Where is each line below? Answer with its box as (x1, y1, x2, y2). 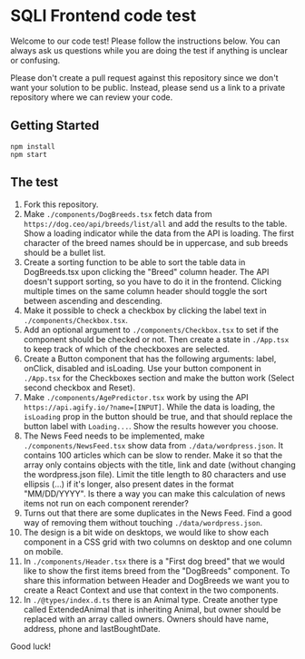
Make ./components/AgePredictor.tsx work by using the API (23, 391, 249, 402)
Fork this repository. (23, 199, 99, 210)
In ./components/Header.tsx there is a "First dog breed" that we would (23, 556, 285, 566)
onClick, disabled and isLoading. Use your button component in (23, 362, 261, 373)
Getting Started (10, 118, 100, 133)
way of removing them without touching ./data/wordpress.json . (23, 516, 262, 527)
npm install (10, 142, 55, 151)
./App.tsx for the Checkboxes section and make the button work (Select (23, 372, 295, 383)
